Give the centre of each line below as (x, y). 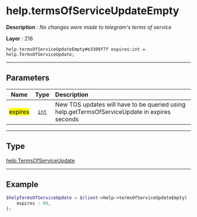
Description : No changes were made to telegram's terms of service (89, 27)
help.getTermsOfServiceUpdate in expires (113, 112)
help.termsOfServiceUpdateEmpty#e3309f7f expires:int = (76, 49)
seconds (67, 119)
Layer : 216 (20, 38)
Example (22, 184)
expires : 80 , (34, 203)
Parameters (28, 78)
